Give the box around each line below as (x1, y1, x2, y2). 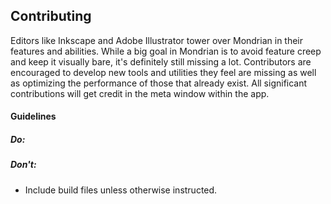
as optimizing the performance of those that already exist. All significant (10, 77, 308, 89)
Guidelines (10, 110, 57, 123)
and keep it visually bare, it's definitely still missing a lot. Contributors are (10, 55, 312, 68)
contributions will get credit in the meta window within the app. (10, 87, 270, 99)
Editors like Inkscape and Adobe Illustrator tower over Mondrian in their (10, 34, 304, 46)
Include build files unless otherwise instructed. (24, 184, 218, 196)
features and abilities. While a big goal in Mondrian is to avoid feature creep (10, 45, 322, 57)
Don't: (10, 159, 37, 171)
